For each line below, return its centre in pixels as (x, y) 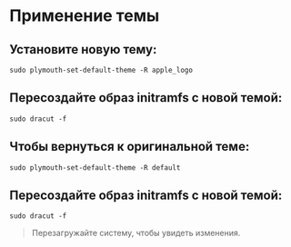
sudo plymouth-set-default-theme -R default (95, 168)
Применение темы (85, 16)
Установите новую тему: (83, 49)
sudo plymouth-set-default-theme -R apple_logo (101, 70)
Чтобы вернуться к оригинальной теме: (130, 147)
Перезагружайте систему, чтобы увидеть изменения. (136, 233)
